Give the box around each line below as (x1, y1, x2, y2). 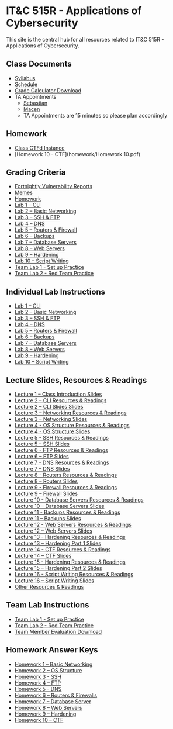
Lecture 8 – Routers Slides (14, 478, 78, 485)
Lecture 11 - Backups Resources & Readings (14, 509, 121, 516)
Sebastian (23, 99, 48, 106)
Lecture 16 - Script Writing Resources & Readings (14, 571, 133, 578)
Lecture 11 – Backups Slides (14, 515, 81, 521)
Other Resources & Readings (14, 583, 84, 590)
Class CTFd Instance (14, 144, 65, 151)
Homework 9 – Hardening (14, 710, 77, 717)
